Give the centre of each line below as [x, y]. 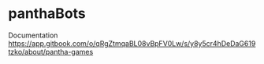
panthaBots [47, 14]
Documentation [33, 35]
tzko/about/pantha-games [51, 52]
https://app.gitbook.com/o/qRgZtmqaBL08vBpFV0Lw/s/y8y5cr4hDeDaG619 [132, 43]
